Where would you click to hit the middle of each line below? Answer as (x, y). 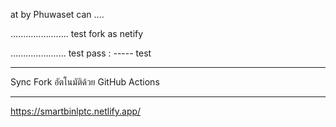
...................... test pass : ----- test (81, 53)
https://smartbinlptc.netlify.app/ (76, 111)
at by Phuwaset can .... (57, 14)
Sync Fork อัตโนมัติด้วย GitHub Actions (85, 82)
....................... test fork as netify (77, 33)
